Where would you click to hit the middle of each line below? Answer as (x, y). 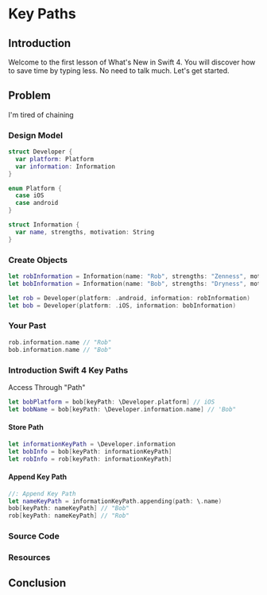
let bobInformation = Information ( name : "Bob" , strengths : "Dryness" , (128, 284)
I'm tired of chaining (41, 114)
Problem (30, 96)
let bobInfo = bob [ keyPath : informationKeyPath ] (90, 451)
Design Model (36, 135)
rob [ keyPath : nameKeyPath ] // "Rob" (69, 516)
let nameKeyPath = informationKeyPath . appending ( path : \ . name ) (115, 501)
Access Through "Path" (47, 387)
